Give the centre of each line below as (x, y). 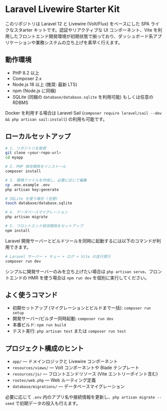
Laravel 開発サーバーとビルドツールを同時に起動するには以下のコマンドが (81, 241)
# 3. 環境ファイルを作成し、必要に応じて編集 (46, 180)
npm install (17, 231)
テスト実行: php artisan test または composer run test (69, 331)
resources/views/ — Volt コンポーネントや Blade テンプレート (76, 368)
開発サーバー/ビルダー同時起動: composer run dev (63, 318)
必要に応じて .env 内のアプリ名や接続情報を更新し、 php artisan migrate (80, 397)
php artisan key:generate (32, 189)
